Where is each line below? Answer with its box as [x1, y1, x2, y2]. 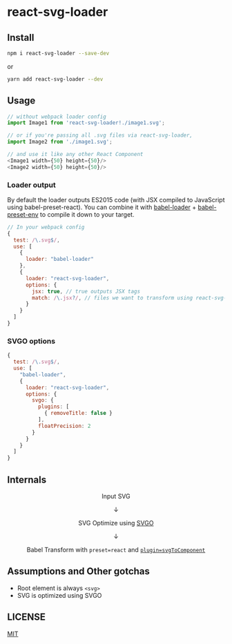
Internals [7, 474, 47, 485]
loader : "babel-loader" [25, 256, 95, 263]
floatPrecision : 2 [37, 422, 91, 429]
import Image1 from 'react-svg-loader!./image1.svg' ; [7, 119, 166, 126]
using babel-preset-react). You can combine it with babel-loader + [7, 203, 197, 211]
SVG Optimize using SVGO [78, 518, 154, 527]
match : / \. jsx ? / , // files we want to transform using [32, 294, 193, 301]
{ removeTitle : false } [43, 410, 113, 417]
